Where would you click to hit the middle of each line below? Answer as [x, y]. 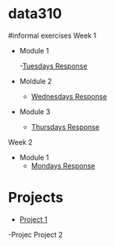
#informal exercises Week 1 [52, 35]
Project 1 [33, 219]
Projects [36, 198]
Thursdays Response [65, 127]
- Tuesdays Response [53, 66]
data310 [35, 14]
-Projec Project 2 [36, 234]
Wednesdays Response [69, 96]
